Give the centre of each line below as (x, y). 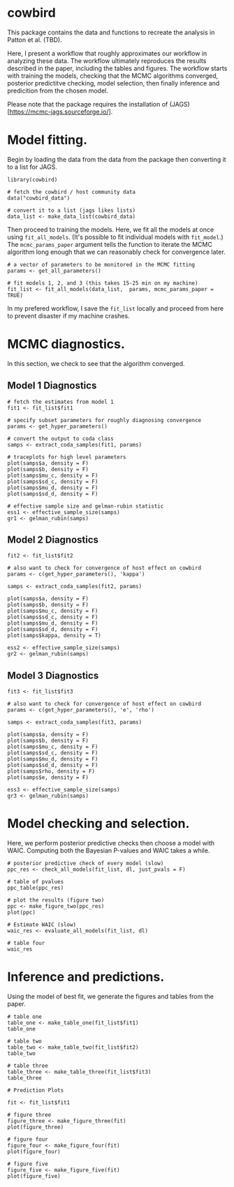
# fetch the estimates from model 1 (60, 402)
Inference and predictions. (86, 977)
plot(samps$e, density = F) (48, 778)
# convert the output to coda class (60, 439)
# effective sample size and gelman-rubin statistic (86, 506)
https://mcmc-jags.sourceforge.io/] (60, 111)
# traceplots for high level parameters (67, 457)
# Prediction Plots (36, 1091)
